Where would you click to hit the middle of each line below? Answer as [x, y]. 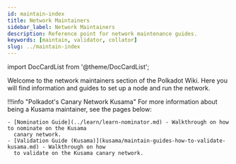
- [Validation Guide [38, 141]
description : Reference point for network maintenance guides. [102, 34]
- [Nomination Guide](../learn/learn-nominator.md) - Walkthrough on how [118, 122]
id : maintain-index [36, 14]
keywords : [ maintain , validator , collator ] [72, 40]
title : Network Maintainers [49, 20]
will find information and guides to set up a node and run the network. [109, 88]
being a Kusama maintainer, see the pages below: [79, 109]
